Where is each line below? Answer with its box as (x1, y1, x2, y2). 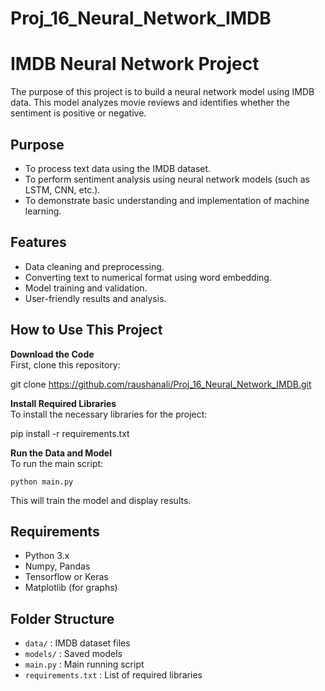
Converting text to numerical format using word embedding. (24, 271, 272, 283)
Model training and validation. (24, 282, 148, 294)
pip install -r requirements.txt (10, 427, 130, 439)
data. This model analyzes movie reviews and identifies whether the (10, 97, 290, 109)
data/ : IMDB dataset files (24, 637, 131, 649)
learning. (24, 205, 62, 217)
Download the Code (10, 348, 95, 360)
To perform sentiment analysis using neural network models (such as (24, 173, 310, 185)
